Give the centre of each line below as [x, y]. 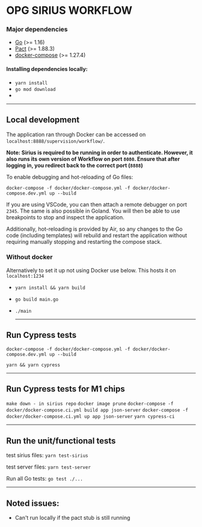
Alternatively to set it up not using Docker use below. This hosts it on [91, 270]
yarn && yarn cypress [33, 365]
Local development [43, 120]
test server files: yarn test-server [49, 467]
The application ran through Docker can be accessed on [76, 134]
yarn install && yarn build [50, 288]
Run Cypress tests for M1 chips [66, 389]
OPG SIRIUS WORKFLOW [69, 11]
